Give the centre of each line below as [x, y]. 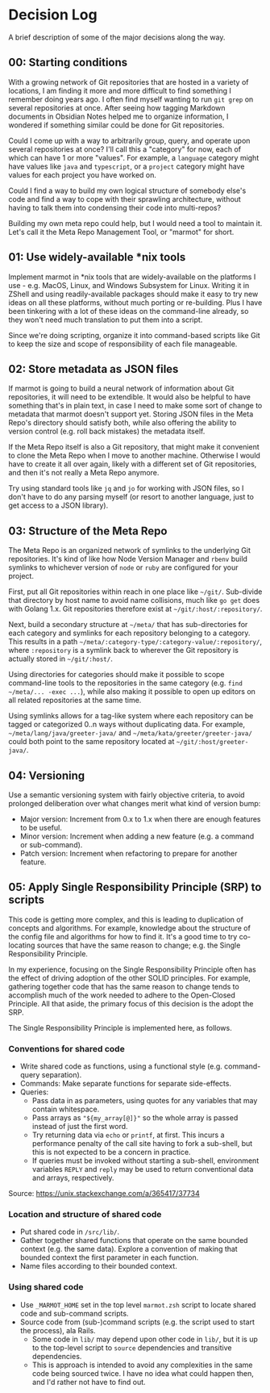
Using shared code [46, 1287]
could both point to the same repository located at [91, 742]
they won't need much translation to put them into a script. [106, 320]
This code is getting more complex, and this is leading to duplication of [126, 919]
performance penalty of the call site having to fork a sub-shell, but [142, 1144]
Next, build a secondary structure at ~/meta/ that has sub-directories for [128, 625]
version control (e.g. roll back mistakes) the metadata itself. [107, 431]
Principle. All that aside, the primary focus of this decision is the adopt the [131, 1003]
